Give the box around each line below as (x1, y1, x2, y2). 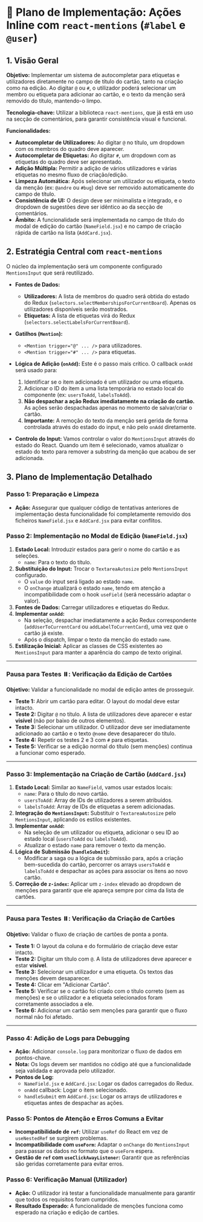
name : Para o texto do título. (24, 558, 92, 566)
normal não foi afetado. (14, 1013, 74, 1020)
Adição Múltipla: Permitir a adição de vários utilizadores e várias (14, 165, 177, 172)
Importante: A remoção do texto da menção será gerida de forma (24, 416, 188, 424)
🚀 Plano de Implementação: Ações (6, 5, 182, 19)
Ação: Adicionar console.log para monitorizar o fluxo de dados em (14, 1047, 182, 1055)
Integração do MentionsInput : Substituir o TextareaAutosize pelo (14, 809, 176, 817)
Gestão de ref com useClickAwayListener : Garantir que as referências (14, 1154, 190, 1161)
